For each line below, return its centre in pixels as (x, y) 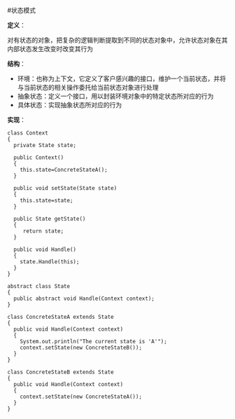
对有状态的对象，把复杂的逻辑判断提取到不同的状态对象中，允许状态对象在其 (117, 40)
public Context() (39, 158)
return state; (43, 231)
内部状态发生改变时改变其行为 (50, 49)
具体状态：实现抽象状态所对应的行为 (70, 105)
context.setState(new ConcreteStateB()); (81, 348)
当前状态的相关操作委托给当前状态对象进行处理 (91, 87)
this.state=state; (47, 200)
